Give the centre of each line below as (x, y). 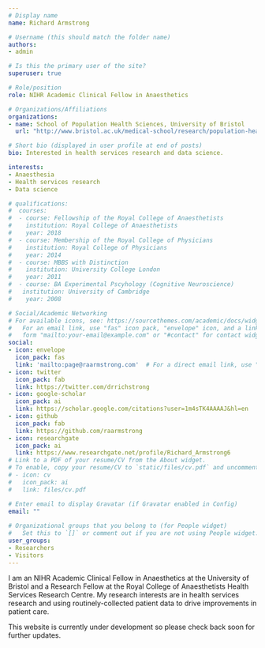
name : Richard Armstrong (49, 23)
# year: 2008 (35, 299)
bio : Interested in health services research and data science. (116, 153)
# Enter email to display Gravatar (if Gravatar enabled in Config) (123, 504)
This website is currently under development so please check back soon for (131, 627)
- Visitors (26, 555)
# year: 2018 (35, 233)
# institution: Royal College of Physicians (88, 247)
